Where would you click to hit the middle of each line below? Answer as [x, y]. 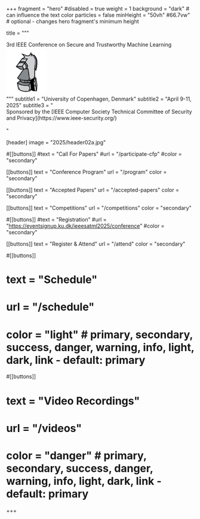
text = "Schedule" [52, 280]
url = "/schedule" [50, 307]
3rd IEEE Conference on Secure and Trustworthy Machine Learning [89, 45]
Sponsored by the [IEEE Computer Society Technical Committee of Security [99, 111]
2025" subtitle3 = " [30, 105]
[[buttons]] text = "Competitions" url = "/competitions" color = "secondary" [99, 208]
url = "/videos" [44, 428]
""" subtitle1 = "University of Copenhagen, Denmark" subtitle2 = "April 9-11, [99, 99]
